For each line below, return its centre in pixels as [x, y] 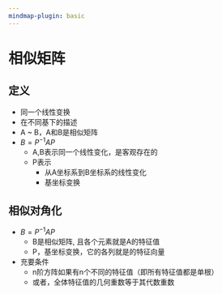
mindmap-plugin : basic [47, 16]
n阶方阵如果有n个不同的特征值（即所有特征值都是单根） [125, 271]
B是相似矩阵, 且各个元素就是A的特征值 [96, 241]
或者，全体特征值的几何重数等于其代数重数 [103, 282]
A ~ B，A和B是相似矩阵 [59, 132]
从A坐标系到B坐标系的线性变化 [96, 173]
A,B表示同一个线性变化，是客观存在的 [95, 152]
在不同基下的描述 [49, 121]
